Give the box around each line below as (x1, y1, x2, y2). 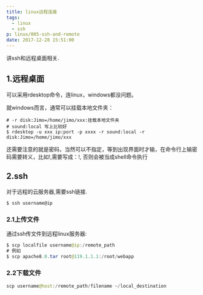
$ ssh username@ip (6, 200, 53, 206)
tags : (6, 15, 20, 21)
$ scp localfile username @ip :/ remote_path (6, 242, 115, 248)
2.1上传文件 (6, 215, 39, 224)
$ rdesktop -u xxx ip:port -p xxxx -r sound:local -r (6, 128, 145, 135)
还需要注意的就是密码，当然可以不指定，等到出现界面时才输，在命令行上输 (6, 145, 192, 153)
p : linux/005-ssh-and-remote (6, 31, 80, 38)
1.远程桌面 (6, 74, 45, 84)
